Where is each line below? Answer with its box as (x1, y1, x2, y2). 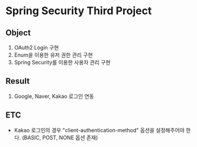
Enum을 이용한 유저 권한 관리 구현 (14, 51, 93, 58)
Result (5, 76, 30, 86)
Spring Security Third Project (5, 4, 152, 18)
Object (5, 28, 31, 38)
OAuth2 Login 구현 (14, 44, 59, 51)
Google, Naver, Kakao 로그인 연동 (14, 93, 94, 100)
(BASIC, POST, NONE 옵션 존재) (22, 134, 98, 141)
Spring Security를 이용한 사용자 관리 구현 (14, 59, 111, 66)
